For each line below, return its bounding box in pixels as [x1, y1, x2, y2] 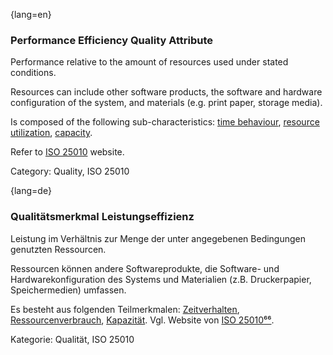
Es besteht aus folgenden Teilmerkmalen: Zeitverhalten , [10, 303, 240, 315]
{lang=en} [10, 9, 52, 20]
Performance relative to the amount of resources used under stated [10, 56, 289, 68]
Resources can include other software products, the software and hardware [10, 86, 323, 98]
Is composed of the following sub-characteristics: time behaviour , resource [10, 116, 320, 128]
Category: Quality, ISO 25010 [10, 165, 130, 178]
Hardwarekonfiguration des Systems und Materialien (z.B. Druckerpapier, [10, 273, 312, 285]
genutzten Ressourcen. [10, 243, 107, 255]
